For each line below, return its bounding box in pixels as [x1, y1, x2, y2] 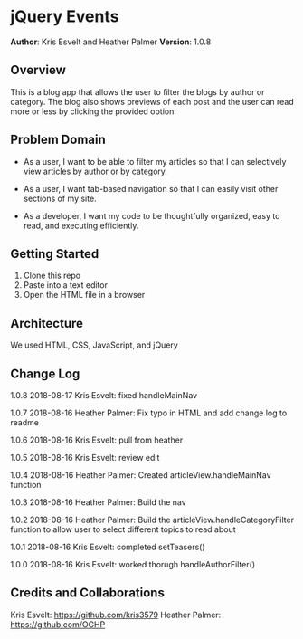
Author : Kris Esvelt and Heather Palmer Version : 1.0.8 [10, 36, 212, 47]
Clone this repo [23, 270, 80, 281]
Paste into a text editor [23, 280, 108, 291]
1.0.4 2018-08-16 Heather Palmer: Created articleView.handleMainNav [10, 470, 271, 481]
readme [10, 417, 40, 427]
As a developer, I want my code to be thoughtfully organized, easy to [23, 210, 280, 221]
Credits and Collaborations [10, 586, 166, 601]
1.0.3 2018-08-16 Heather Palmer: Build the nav [10, 497, 186, 508]
